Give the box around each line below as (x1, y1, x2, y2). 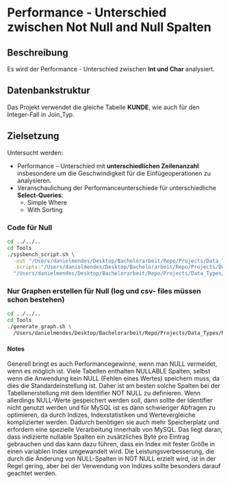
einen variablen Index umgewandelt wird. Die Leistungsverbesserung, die (7, 448, 214, 456)
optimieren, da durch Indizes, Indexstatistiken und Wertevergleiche (7, 411, 196, 419)
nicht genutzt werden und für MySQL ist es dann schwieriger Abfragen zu (7, 404, 216, 412)
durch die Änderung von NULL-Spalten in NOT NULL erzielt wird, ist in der (7, 454, 216, 463)
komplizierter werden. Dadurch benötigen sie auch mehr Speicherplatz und (7, 418, 220, 426)
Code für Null (7, 222, 53, 232)
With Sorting (27, 205, 63, 214)
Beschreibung (7, 47, 68, 58)
